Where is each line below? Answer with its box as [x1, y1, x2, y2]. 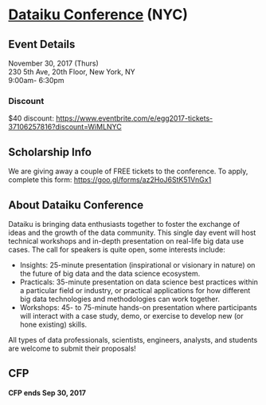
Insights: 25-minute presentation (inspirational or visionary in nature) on [19, 260, 256, 269]
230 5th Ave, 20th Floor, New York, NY [8, 67, 135, 77]
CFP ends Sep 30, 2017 [8, 387, 86, 397]
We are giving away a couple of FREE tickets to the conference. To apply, [8, 166, 248, 177]
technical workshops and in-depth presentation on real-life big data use [8, 236, 244, 245]
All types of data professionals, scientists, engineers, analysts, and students [8, 335, 258, 344]
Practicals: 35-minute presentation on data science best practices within [19, 277, 259, 287]
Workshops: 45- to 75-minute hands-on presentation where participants [19, 302, 257, 312]
